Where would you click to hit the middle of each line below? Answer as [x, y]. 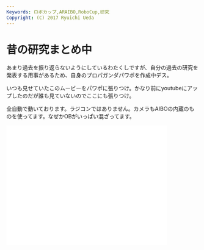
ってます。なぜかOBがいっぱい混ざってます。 [79, 116]
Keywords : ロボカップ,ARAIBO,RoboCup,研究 [58, 12]
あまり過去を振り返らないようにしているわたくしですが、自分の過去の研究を [102, 68]
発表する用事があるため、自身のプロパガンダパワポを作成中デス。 [89, 75]
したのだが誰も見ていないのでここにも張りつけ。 [73, 96]
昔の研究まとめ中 [49, 50]
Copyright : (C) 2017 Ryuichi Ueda [50, 18]
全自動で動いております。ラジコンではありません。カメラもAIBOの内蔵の [98, 109]
